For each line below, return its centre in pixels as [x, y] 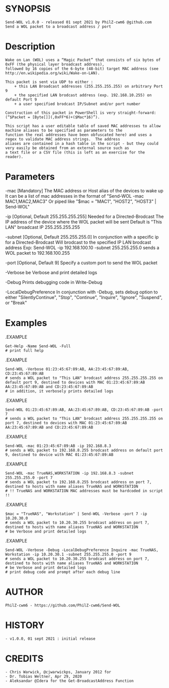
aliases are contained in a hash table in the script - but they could [82, 143]
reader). [14, 157]
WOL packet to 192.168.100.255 [38, 253]
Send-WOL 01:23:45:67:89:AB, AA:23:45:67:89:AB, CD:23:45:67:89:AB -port [84, 410]
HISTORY [25, 625]
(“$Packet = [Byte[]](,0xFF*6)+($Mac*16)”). [53, 117]
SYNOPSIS [28, 9]
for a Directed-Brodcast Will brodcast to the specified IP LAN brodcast [78, 242]
